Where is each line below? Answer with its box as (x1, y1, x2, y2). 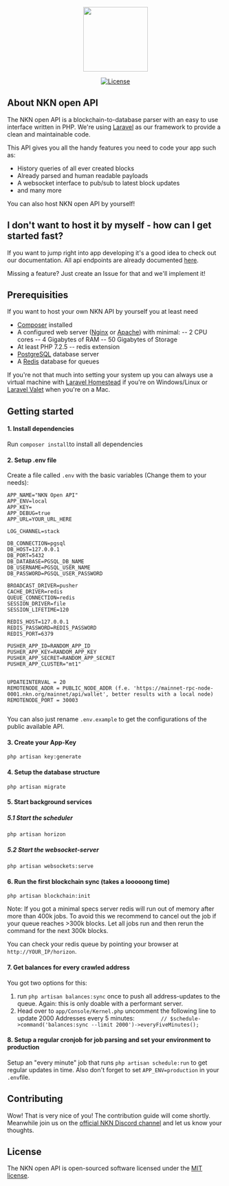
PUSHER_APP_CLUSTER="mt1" (7, 661, 81, 668)
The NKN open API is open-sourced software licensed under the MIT (7, 1164, 203, 1172)
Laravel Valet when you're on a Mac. (7, 385, 111, 394)
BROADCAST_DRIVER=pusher (7, 583, 78, 590)
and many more (17, 186, 62, 194)
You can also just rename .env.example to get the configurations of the (7, 715, 208, 723)
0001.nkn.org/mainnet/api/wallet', (7, 691, 109, 698)
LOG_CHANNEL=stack (7, 528, 60, 535)
